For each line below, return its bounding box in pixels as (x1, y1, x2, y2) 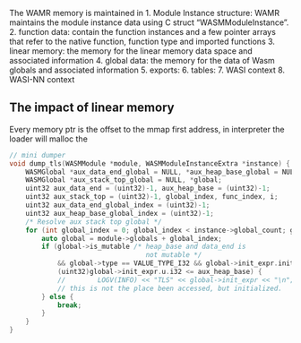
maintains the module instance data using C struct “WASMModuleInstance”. (9, 17, 289, 28)
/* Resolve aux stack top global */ (25, 217, 163, 227)
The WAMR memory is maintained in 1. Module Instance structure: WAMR (9, 8, 280, 18)
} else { (41, 292, 74, 301)
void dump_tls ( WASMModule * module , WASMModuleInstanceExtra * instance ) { (9, 159, 291, 168)
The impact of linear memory (9, 100, 175, 116)
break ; (56, 300, 82, 310)
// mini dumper (9, 150, 66, 159)
